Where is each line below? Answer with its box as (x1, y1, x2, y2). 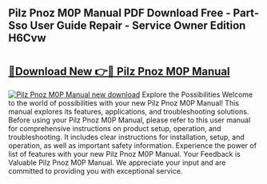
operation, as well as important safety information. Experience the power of (8, 141, 257, 150)
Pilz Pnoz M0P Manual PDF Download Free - (8, 6, 231, 20)
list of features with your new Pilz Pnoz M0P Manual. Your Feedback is (8, 150, 241, 158)
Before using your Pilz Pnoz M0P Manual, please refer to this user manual (8, 115, 251, 125)
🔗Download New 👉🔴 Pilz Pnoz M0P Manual (8, 64, 230, 78)
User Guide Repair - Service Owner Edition (30, 19, 246, 33)
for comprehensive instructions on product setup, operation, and (8, 124, 221, 133)
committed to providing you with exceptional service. (8, 166, 183, 175)
